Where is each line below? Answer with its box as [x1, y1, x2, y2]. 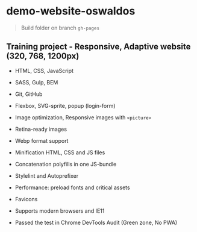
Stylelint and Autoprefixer [14, 172, 79, 179]
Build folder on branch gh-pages [20, 24, 100, 31]
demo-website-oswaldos [6, 4, 136, 18]
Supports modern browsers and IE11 [14, 207, 105, 215]
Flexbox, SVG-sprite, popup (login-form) [14, 102, 116, 109]
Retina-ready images [14, 125, 67, 133]
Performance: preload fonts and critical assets [14, 184, 131, 191]
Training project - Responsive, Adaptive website [6, 42, 191, 52]
